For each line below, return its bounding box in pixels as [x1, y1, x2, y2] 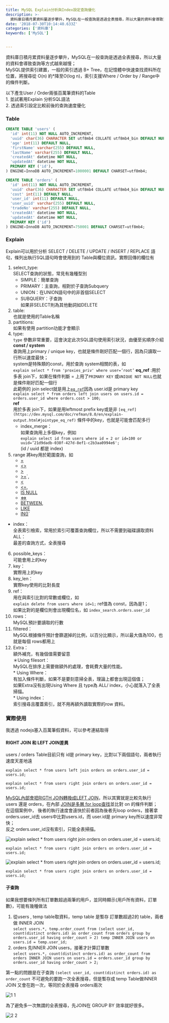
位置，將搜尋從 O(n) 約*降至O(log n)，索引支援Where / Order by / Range [6, 73, 155, 79]
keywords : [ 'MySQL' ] [6, 31, 49, 36]
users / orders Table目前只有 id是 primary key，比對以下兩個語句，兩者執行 [6, 752, 161, 758]
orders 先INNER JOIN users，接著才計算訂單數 [13, 944, 110, 951]
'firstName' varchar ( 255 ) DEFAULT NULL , [10, 145, 96, 151]
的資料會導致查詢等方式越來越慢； [6, 60, 76, 66]
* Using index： [13, 694, 46, 700]
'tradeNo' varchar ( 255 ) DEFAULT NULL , [10, 206, 92, 211]
